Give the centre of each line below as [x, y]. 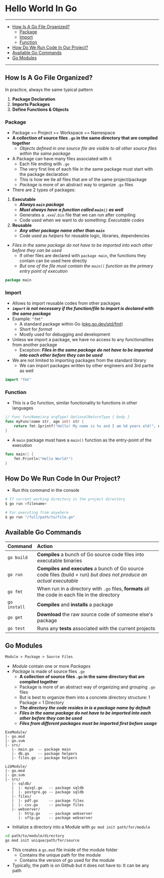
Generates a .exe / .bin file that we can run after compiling [77, 215]
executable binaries [59, 560]
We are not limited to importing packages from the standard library [79, 360]
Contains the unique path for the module [60, 855]
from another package [35, 345]
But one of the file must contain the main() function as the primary [86, 266]
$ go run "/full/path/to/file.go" [40, 517]
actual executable [58, 581]
